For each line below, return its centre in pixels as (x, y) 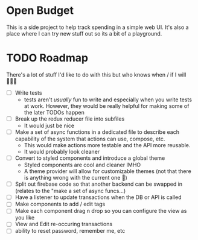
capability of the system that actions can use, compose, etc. (90, 139)
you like (25, 218)
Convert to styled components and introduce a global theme (90, 158)
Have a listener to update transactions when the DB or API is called (98, 197)
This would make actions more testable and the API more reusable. (107, 145)
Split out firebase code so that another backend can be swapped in (99, 184)
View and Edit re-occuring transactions (64, 224)
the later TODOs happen (54, 112)
